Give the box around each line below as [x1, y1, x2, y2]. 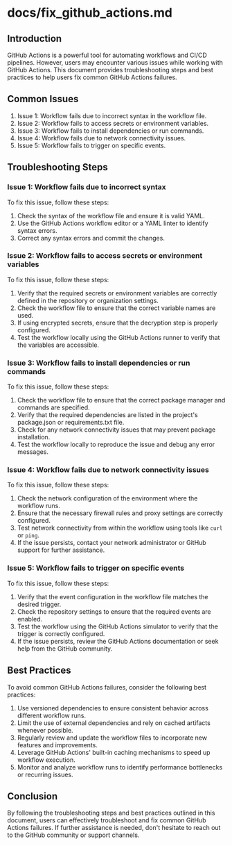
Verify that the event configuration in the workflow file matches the [17, 592, 208, 601]
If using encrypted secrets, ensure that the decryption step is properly [17, 318, 218, 327]
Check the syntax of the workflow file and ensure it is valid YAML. [17, 211, 206, 220]
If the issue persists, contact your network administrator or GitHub [17, 539, 206, 547]
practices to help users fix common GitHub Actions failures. [7, 73, 178, 81]
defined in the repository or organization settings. [17, 296, 159, 304]
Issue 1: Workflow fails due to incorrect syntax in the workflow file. [17, 111, 207, 120]
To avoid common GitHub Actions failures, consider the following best [7, 683, 206, 691]
